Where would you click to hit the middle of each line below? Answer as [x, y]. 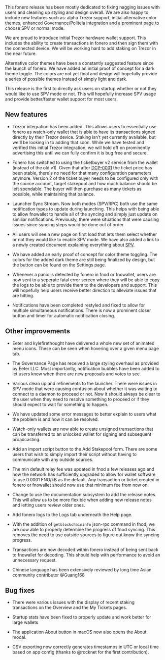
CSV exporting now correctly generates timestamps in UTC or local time [85, 647]
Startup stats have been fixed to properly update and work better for [82, 617]
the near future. [21, 53]
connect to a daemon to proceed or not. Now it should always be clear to [86, 394]
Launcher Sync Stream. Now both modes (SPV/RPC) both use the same [85, 203]
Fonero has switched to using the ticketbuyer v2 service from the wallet [85, 162]
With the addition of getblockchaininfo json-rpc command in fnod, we [83, 524]
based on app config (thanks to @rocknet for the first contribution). [81, 652]
